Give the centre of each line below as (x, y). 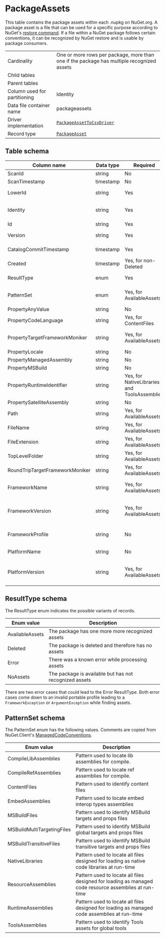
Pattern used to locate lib (104, 755)
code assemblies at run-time (109, 914)
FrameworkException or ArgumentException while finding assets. (68, 702)
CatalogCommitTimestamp (39, 249)
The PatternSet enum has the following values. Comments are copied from (81, 730)
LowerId (17, 192)
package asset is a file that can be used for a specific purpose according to (82, 27)
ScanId (16, 173)
